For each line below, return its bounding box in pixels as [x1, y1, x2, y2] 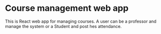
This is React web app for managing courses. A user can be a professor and [5, 18, 157, 24]
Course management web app [5, 3, 129, 14]
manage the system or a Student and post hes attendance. [5, 23, 122, 29]
